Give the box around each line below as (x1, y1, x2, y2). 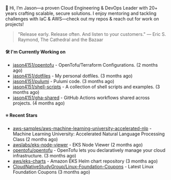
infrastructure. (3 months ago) (12, 153, 77, 159)
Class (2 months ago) (12, 136, 58, 143)
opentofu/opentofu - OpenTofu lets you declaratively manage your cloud (12, 147, 166, 153)
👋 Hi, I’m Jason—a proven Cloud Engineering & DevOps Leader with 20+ (5, 5, 158, 11)
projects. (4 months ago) (12, 100, 65, 106)
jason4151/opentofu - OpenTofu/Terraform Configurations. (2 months (12, 62, 158, 68)
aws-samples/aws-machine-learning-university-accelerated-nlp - (12, 126, 152, 132)
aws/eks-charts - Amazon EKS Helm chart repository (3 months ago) (12, 158, 158, 164)
